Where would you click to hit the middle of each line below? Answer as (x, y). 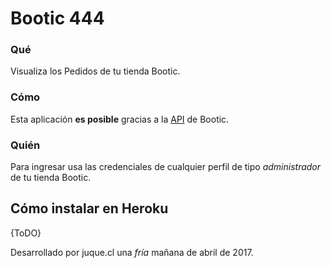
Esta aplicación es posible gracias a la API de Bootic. (120, 119)
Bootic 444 (57, 18)
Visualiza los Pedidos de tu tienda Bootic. (95, 71)
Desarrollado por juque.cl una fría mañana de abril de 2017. (132, 252)
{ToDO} (26, 233)
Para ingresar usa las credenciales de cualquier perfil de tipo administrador (166, 167)
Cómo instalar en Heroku (89, 208)
